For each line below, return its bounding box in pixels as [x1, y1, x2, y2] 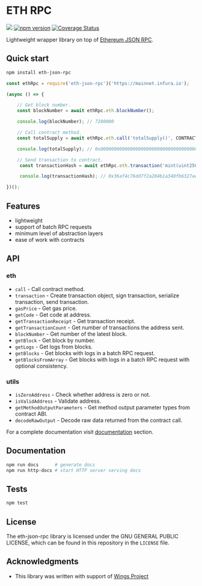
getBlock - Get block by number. [14, 336, 96, 344]
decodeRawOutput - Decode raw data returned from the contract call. [14, 417, 183, 424]
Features [6, 201, 40, 211]
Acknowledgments [6, 556, 79, 567]
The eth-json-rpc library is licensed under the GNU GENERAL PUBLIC [6, 532, 179, 540]
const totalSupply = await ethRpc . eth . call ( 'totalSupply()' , [17, 135, 173, 141]
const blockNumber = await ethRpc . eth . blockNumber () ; [17, 108, 155, 114]
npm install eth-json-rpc [6, 69, 71, 75]
